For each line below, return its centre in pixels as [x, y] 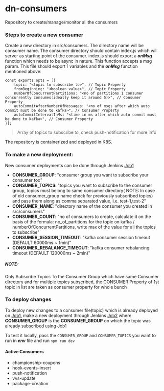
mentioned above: [23, 72]
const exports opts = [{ [30, 81]
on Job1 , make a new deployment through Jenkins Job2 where [68, 315]
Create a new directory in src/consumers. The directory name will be [74, 46]
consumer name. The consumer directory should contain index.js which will [81, 51]
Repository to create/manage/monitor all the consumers [61, 22]
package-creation [30, 383]
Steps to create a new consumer [44, 35]
